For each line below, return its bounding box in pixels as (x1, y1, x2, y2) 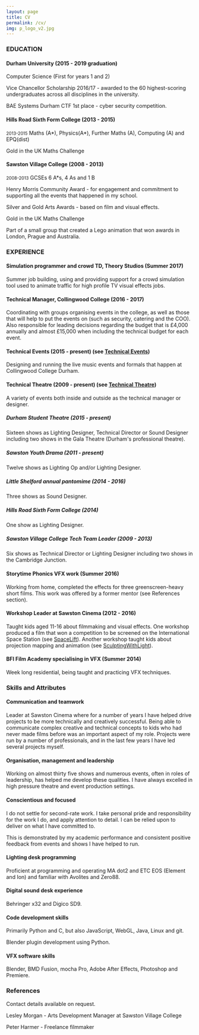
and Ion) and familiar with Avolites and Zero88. (6, 873, 121, 880)
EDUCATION (6, 45, 43, 54)
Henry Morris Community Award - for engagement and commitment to (6, 185, 179, 192)
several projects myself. (6, 743, 65, 750)
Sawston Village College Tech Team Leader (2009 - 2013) (6, 535, 153, 542)
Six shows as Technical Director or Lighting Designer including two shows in (6, 550, 193, 557)
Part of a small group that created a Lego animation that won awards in (6, 226, 180, 233)
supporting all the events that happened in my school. (6, 192, 138, 199)
